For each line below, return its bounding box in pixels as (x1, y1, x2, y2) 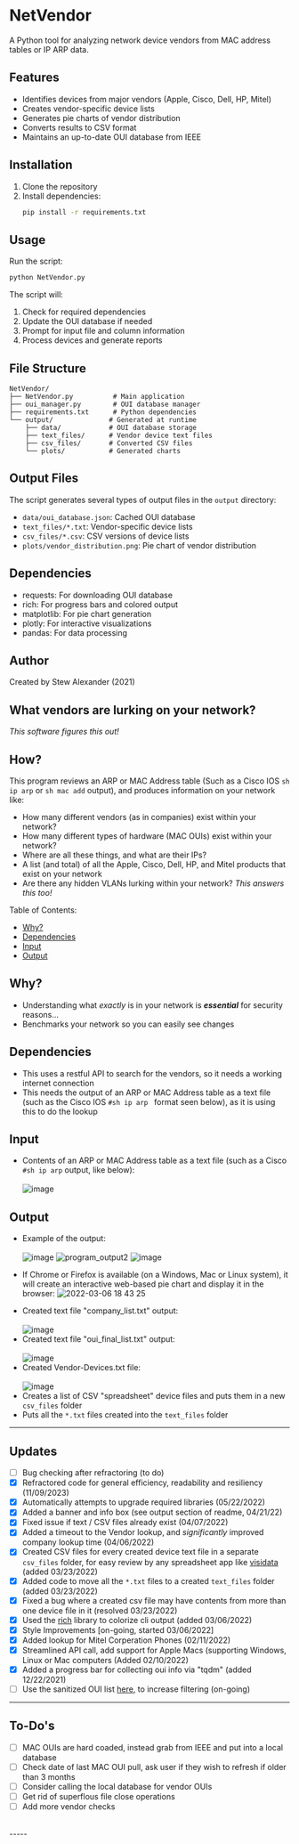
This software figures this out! (9, 727, 120, 737)
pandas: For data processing (21, 627, 127, 638)
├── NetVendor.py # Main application (9, 392, 185, 401)
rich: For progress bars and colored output (21, 598, 179, 610)
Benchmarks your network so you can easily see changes (21, 1019, 235, 1029)
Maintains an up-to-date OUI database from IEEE (21, 131, 202, 142)
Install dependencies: (21, 191, 101, 201)
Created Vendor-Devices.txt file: (21, 1362, 141, 1373)
